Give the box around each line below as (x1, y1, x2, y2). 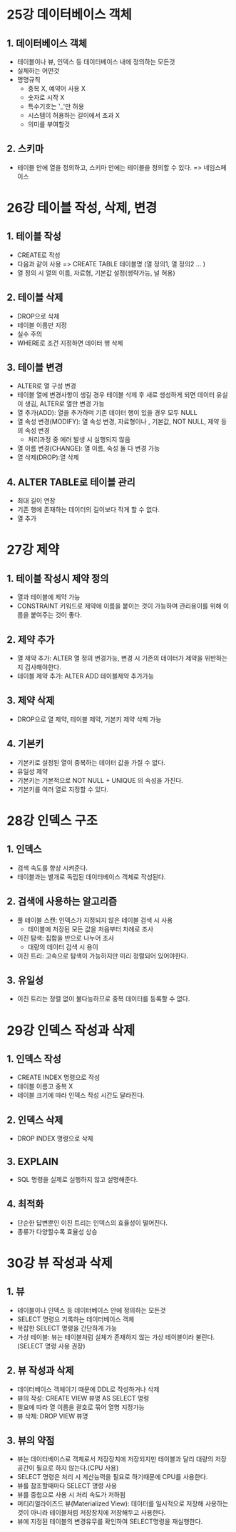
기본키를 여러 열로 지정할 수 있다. (16, 785, 108, 793)
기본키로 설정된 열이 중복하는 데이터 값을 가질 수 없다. (16, 758, 165, 766)
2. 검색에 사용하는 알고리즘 (6, 896, 118, 908)
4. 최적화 (6, 1198, 44, 1211)
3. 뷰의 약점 (6, 1434, 55, 1446)
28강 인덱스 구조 (6, 812, 98, 828)
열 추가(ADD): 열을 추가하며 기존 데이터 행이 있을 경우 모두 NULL (16, 409, 197, 417)
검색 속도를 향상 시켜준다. (16, 863, 88, 872)
